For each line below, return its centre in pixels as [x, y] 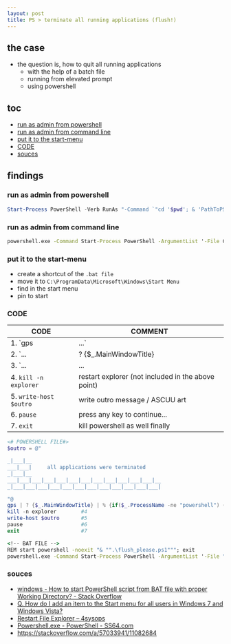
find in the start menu [47, 289]
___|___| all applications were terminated [77, 468]
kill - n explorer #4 [47, 512]
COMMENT [149, 331]
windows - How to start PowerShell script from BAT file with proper [112, 589]
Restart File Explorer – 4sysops [61, 618]
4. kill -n [27, 377]
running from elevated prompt [70, 79]
